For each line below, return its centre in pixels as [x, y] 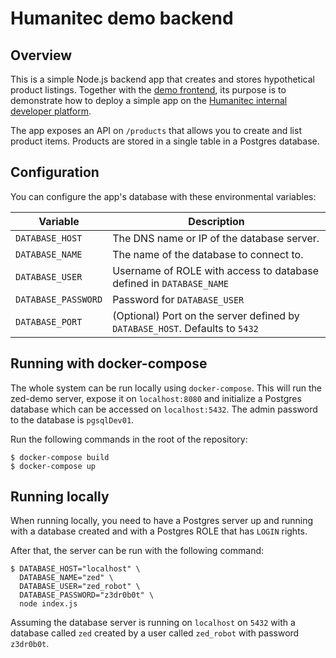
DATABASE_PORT [49, 321]
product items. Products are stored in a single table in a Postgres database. [165, 141]
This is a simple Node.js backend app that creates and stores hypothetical [162, 79]
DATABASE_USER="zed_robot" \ [80, 587]
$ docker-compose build [60, 457]
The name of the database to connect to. [208, 254]
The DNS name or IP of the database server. [216, 238]
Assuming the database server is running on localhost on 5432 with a [153, 623]
